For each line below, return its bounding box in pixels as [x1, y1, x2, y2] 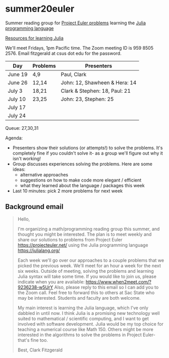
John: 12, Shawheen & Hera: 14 [61, 79, 137, 86]
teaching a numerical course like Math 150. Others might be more [17, 326, 154, 332]
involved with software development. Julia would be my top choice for [17, 320, 164, 327]
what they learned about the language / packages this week [20, 182, 145, 188]
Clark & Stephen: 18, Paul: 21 [61, 87, 131, 94]
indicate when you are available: [17, 278, 85, 284]
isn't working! [12, 155, 41, 161]
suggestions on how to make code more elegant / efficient [20, 177, 142, 183]
